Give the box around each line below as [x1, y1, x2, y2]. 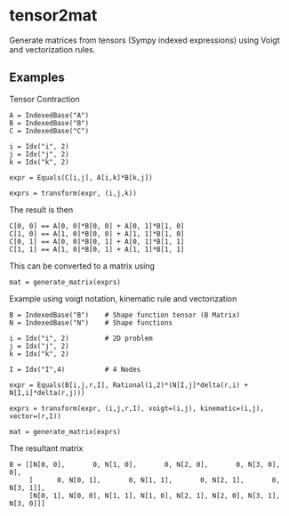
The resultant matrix [9, 442, 84, 454]
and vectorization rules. [9, 44, 96, 54]
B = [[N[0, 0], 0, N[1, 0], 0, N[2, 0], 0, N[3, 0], [9, 460, 280, 469]
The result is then [9, 204, 74, 214]
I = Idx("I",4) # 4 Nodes [9, 365, 141, 374]
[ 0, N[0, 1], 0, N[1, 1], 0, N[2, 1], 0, [28, 475, 280, 485]
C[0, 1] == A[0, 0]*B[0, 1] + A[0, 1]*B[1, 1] [9, 237, 185, 246]
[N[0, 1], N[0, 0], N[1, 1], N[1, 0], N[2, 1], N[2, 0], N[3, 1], [28, 491, 280, 500]
